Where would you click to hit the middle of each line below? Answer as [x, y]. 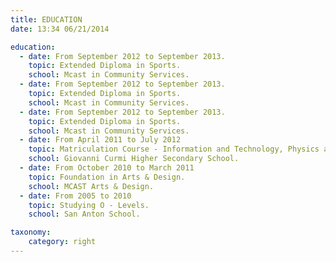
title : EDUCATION [46, 19]
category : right [62, 242]
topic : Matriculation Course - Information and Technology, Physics [174, 149]
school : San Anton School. [84, 214]
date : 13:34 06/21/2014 [60, 29]
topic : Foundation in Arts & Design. [107, 177]
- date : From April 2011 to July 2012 [100, 140]
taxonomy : [31, 232]
